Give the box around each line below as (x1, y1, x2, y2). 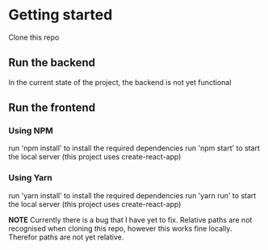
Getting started (8, 6, 113, 24)
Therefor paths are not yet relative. (8, 232, 124, 242)
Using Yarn (8, 172, 52, 184)
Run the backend (8, 56, 95, 70)
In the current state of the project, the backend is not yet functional (8, 77, 232, 87)
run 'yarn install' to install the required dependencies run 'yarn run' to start (8, 190, 257, 200)
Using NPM (8, 125, 54, 137)
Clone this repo (8, 32, 60, 42)
